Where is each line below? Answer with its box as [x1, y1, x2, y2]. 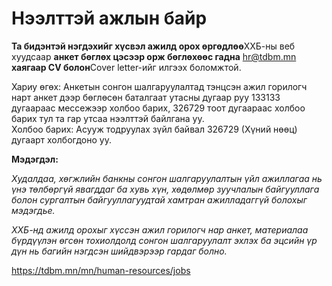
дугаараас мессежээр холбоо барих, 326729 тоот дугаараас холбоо [11, 102, 306, 114]
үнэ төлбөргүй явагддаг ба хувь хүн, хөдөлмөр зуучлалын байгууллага [11, 183, 320, 195]
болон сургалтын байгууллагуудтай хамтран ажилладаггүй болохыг [11, 193, 308, 206]
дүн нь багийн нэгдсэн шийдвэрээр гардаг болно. [11, 245, 228, 257]
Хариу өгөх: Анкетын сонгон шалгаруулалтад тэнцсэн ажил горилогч [11, 80, 308, 92]
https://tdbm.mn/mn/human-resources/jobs [11, 264, 191, 276]
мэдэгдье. [11, 204, 56, 216]
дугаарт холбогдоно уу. [11, 133, 112, 146]
